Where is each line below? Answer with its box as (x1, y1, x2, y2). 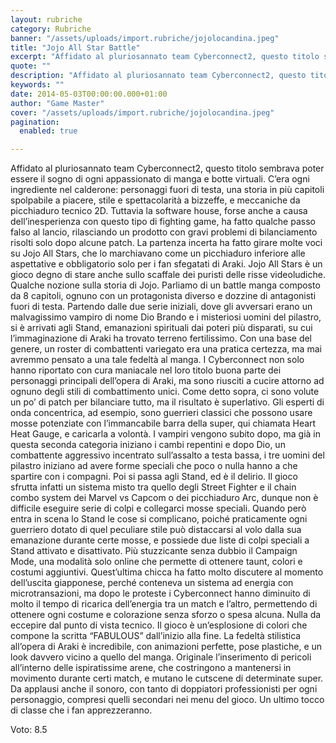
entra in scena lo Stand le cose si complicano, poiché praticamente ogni (10, 513, 308, 525)
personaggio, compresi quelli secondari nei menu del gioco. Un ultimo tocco (10, 694, 325, 706)
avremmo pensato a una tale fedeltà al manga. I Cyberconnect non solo (10, 354, 305, 366)
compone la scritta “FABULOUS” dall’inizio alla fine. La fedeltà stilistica (10, 630, 302, 642)
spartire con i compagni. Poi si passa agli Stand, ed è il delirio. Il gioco (10, 471, 298, 483)
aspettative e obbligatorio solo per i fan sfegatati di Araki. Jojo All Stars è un (10, 258, 323, 270)
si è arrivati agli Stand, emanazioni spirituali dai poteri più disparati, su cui (10, 322, 313, 334)
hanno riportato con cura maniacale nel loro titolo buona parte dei (10, 364, 282, 376)
